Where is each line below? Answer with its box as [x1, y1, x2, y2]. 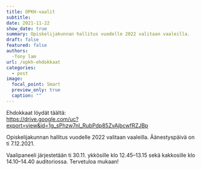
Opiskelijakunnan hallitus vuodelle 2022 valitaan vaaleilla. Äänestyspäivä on [6, 133, 195, 141]
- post [11, 70, 28, 76]
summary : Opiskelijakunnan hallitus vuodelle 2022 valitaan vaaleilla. [6, 31, 190, 37]
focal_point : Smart [11, 82, 61, 88]
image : [6, 76, 23, 82]
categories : [6, 64, 36, 71]
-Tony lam [11, 53, 36, 59]
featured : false [6, 43, 47, 49]
